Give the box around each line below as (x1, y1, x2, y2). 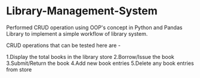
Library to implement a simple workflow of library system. (6, 30, 148, 37)
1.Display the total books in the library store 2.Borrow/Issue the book (6, 53, 174, 60)
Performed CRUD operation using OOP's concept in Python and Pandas (6, 24, 183, 31)
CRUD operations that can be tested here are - (6, 42, 121, 49)
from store (6, 65, 32, 73)
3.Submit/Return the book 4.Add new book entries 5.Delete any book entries (6, 60, 194, 67)
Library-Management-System (6, 4, 158, 18)
